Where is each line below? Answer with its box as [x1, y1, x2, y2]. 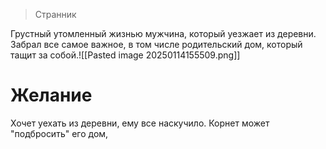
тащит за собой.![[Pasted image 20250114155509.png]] [10, 49, 241, 61]
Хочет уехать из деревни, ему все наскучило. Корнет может [10, 117, 270, 129]
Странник [34, 9, 77, 20]
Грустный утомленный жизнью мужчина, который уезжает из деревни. [10, 28, 317, 39]
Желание [10, 84, 93, 107]
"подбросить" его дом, [10, 127, 109, 139]
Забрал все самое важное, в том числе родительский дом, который [10, 39, 303, 50]
